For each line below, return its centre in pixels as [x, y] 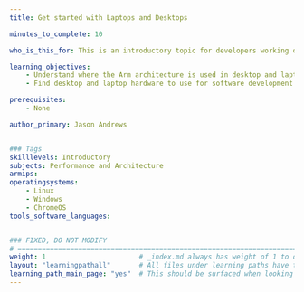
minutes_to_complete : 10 [56, 34]
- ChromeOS [46, 207]
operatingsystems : [44, 183]
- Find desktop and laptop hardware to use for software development [160, 84]
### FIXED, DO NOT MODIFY [58, 240]
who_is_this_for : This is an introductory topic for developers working [149, 51]
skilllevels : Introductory [60, 157]
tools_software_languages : [60, 216]
